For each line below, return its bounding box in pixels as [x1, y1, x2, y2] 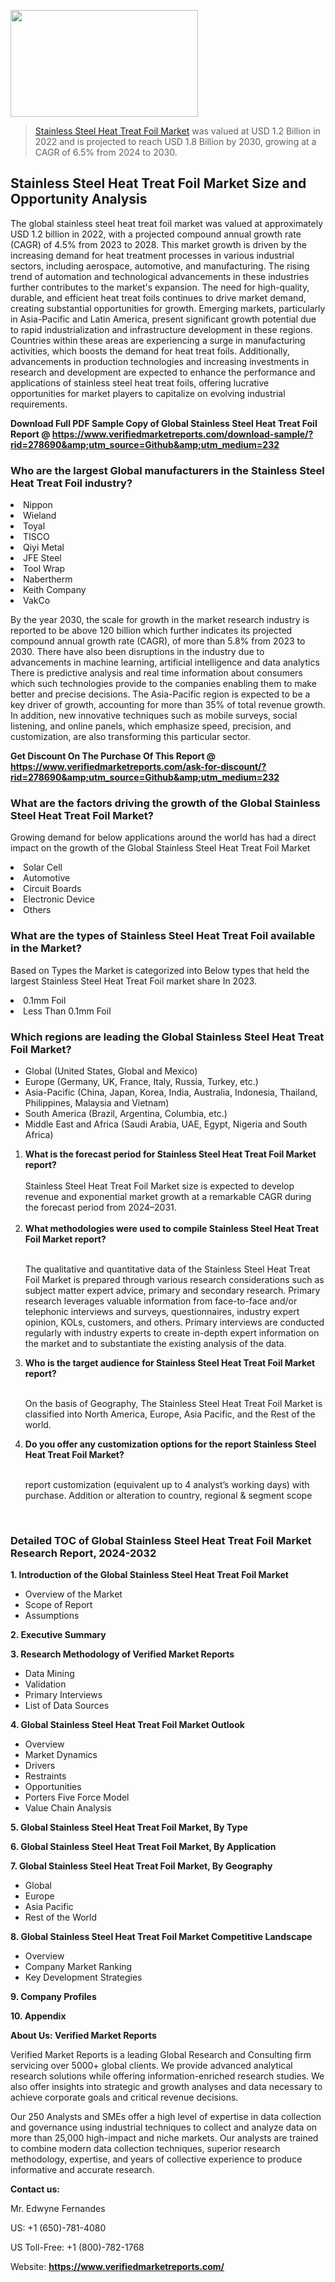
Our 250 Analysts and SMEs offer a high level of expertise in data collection [10, 2111, 322, 2123]
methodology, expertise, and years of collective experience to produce [10, 2153, 303, 2165]
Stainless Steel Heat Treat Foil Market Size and [10, 175, 307, 192]
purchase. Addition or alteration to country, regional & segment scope [24, 1490, 313, 1501]
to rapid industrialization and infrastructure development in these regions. [10, 323, 313, 335]
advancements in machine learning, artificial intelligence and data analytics [10, 656, 320, 669]
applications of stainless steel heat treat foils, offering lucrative [10, 376, 270, 389]
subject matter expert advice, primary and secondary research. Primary [24, 1285, 321, 1296]
